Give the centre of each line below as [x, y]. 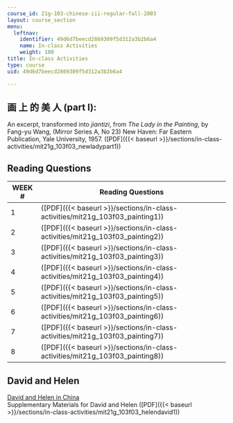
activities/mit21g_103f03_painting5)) [102, 296]
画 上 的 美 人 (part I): [52, 107]
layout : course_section [42, 20]
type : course [26, 65]
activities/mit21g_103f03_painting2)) [102, 237]
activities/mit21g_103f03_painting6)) [102, 316]
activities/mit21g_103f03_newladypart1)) [64, 147]
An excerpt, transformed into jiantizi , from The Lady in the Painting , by [108, 125]
